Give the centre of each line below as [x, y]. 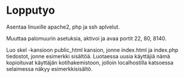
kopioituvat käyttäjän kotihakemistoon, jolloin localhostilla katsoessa [90, 63]
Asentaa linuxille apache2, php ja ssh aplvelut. [63, 27]
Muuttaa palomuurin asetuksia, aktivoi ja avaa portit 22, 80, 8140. [86, 38]
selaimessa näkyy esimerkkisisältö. [49, 68]
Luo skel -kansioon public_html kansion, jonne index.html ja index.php [92, 50]
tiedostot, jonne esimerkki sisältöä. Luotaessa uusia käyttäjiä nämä [88, 56]
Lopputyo [31, 10]
